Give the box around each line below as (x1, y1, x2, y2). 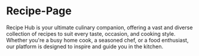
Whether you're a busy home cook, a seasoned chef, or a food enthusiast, (6, 36, 189, 43)
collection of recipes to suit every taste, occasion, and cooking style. (6, 30, 176, 37)
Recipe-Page (6, 4, 72, 18)
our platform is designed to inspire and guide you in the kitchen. (6, 43, 164, 50)
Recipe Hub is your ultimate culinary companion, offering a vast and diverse (6, 24, 193, 31)
